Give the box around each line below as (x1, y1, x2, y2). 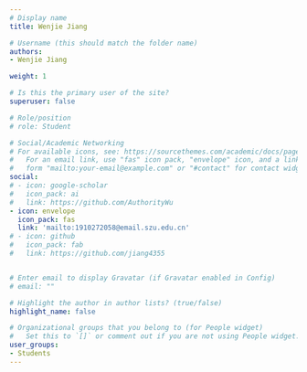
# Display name (9, 13, 68, 23)
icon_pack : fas (17, 215, 76, 224)
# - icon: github (9, 232, 76, 241)
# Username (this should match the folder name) (9, 38, 198, 48)
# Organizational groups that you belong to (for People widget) (9, 324, 263, 333)
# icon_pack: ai (9, 189, 79, 198)
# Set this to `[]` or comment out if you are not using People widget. (9, 332, 301, 341)
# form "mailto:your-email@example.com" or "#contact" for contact (9, 164, 281, 174)
